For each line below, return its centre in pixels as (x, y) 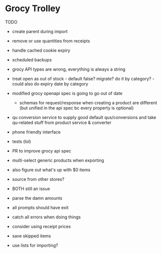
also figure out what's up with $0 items (51, 170)
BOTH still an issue (31, 189)
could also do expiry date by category (50, 84)
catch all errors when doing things (46, 217)
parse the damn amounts (37, 198)
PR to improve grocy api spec (42, 151)
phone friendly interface (36, 132)
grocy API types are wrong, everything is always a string (69, 69)
